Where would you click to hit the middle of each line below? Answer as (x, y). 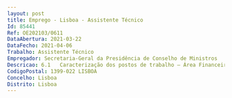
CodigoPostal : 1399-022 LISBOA (52, 71)
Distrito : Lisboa (32, 84)
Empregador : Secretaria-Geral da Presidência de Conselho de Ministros (112, 59)
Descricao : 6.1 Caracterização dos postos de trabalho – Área (101, 65)
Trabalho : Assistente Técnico (51, 52)
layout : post (26, 13)
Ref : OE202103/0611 (35, 33)
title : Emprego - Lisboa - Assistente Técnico (75, 20)
